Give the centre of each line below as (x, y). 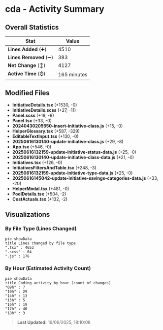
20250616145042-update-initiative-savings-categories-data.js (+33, (85, 178)
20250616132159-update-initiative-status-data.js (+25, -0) (74, 152)
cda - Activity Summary (55, 9)
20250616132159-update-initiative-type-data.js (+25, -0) (72, 173)
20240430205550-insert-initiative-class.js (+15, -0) (67, 126)
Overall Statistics (32, 27)
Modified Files (28, 93)
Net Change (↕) (27, 65)
